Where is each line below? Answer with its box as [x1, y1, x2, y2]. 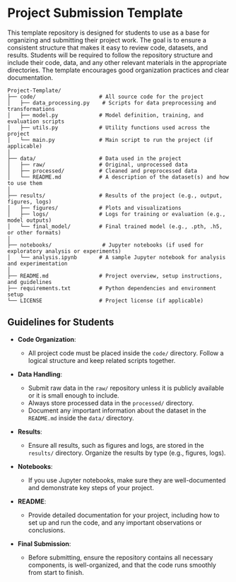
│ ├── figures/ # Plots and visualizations [7, 204, 182, 211]
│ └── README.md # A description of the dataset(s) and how [7, 173, 230, 181]
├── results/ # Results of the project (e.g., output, [7, 192, 223, 199]
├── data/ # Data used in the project [7, 155, 182, 162]
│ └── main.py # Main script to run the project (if [7, 136, 213, 143]
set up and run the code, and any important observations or [28, 518, 202, 527]
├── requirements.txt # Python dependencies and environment [7, 285, 217, 292]
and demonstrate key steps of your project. [28, 483, 154, 492]
